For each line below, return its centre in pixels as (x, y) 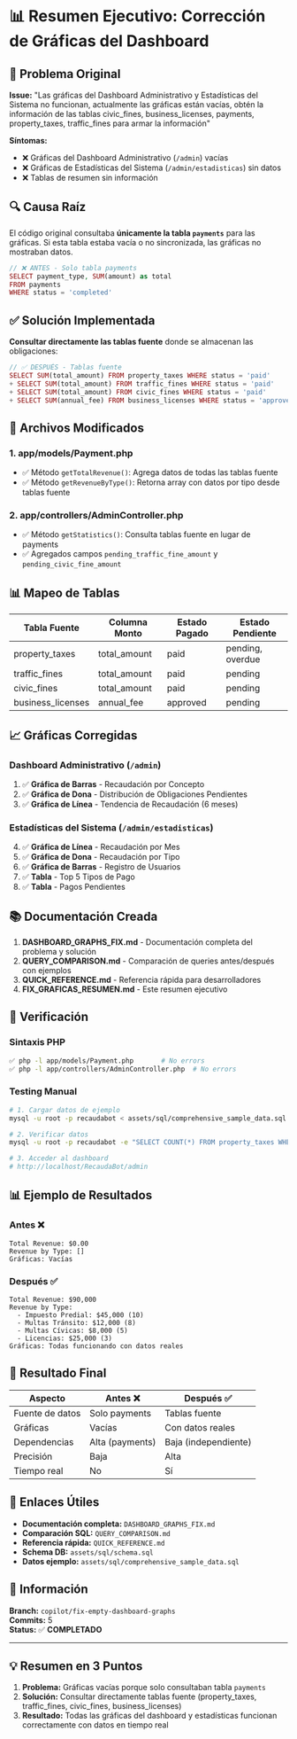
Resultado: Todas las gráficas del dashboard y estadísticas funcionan (149, 1716)
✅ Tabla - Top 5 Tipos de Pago (78, 877)
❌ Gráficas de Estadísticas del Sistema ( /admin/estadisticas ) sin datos (151, 168)
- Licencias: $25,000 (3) (65, 1338)
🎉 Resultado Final (58, 1373)
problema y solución (59, 952)
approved (187, 703)
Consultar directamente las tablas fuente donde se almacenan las (131, 342)
